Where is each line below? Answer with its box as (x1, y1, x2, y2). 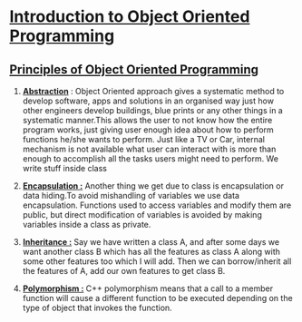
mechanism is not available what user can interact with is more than (22, 143, 277, 154)
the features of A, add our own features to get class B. (22, 266, 226, 276)
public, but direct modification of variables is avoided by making (22, 210, 263, 220)
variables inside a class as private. (22, 220, 151, 229)
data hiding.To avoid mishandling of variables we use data (22, 190, 240, 200)
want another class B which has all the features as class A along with (22, 247, 281, 257)
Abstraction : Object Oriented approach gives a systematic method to (22, 86, 285, 96)
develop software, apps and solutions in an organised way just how (22, 95, 275, 106)
